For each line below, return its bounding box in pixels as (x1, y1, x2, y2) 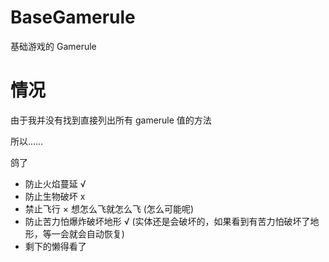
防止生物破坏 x (24, 190, 86, 202)
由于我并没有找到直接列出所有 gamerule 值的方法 (10, 114, 212, 126)
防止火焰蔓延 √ (24, 177, 87, 190)
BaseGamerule (10, 6, 136, 29)
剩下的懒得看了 (24, 240, 87, 252)
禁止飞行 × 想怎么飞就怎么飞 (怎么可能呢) (24, 202, 195, 215)
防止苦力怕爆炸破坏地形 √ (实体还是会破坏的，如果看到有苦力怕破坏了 (24, 215, 311, 227)
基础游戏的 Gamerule (10, 40, 97, 52)
